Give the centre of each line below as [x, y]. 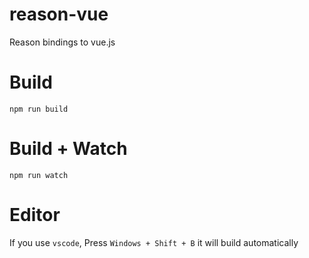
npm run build [39, 109]
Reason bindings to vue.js [62, 42]
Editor [35, 215]
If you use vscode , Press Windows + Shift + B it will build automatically [154, 242]
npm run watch [39, 175]
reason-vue [59, 14]
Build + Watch [68, 149]
